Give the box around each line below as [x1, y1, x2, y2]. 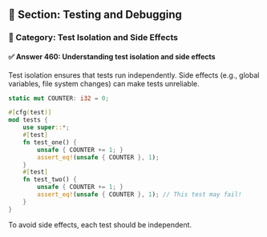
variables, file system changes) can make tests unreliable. [8, 78, 200, 88]
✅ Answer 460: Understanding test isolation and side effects [8, 51, 216, 61]
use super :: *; [22, 123, 70, 132]
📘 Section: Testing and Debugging [8, 8, 183, 22]
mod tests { [8, 116, 48, 124]
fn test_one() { [22, 138, 78, 147]
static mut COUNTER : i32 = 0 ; [8, 94, 110, 102]
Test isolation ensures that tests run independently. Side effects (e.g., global [8, 70, 260, 80]
